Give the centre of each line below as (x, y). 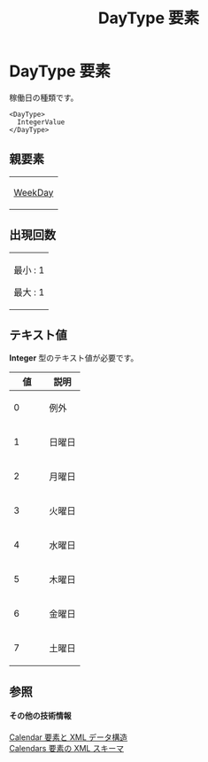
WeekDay (34, 192)
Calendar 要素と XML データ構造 (69, 737)
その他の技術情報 (40, 716)
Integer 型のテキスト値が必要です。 (74, 358)
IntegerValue (41, 122)
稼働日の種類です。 (44, 97)
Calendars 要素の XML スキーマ (66, 748)
